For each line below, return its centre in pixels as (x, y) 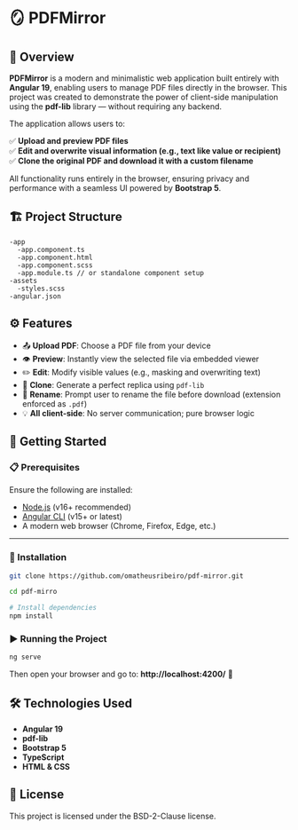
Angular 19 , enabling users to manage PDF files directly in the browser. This (148, 87)
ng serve (25, 657)
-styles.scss (41, 289)
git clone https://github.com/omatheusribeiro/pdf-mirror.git (126, 576)
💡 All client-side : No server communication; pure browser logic (138, 413)
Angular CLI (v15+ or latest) (72, 517)
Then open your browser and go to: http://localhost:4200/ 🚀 (121, 674)
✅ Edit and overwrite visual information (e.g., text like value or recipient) (145, 151)
